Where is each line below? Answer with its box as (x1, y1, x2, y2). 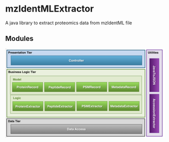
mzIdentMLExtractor (5, 3, 94, 15)
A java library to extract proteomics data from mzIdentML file (5, 20, 133, 26)
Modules (5, 34, 34, 43)
